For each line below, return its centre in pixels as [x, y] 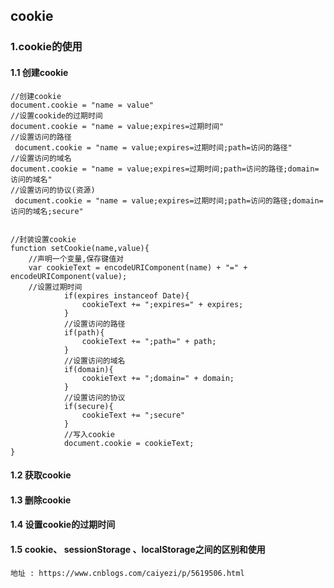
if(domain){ [88, 369]
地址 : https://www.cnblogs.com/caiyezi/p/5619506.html [127, 573]
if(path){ [84, 332]
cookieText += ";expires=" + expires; [162, 304]
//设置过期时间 [55, 287]
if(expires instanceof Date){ [126, 295]
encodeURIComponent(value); [69, 276]
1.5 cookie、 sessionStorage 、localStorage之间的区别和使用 [138, 549]
